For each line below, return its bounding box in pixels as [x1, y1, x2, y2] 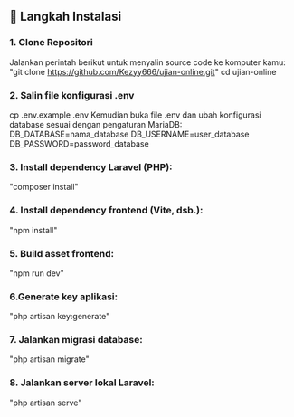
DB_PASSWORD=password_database [9, 137, 149, 149]
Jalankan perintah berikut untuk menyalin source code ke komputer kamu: [9, 56, 287, 68]
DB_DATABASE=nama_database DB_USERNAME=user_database [9, 128, 250, 139]
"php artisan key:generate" [9, 311, 110, 322]
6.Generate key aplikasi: [9, 290, 119, 303]
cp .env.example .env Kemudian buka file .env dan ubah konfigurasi [9, 109, 261, 120]
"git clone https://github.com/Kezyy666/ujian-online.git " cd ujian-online [9, 66, 277, 77]
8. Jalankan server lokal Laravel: [9, 376, 156, 389]
